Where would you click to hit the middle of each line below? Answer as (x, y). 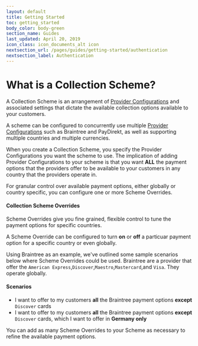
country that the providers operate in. (52, 174)
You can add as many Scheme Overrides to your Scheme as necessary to (96, 330)
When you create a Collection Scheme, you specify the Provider (84, 149)
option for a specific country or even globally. (61, 242)
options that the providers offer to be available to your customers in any (93, 168)
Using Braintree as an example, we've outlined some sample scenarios (92, 254)
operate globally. (27, 273)
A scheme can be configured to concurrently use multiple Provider (87, 125)
